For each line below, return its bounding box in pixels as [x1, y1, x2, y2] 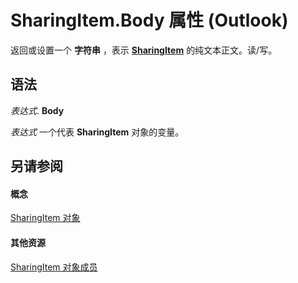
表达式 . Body [10, 104, 65, 116]
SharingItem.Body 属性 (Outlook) [10, 9, 289, 32]
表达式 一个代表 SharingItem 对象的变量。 [10, 126, 185, 138]
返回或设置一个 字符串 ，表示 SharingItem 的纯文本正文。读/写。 [10, 44, 278, 56]
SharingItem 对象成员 [10, 261, 98, 273]
